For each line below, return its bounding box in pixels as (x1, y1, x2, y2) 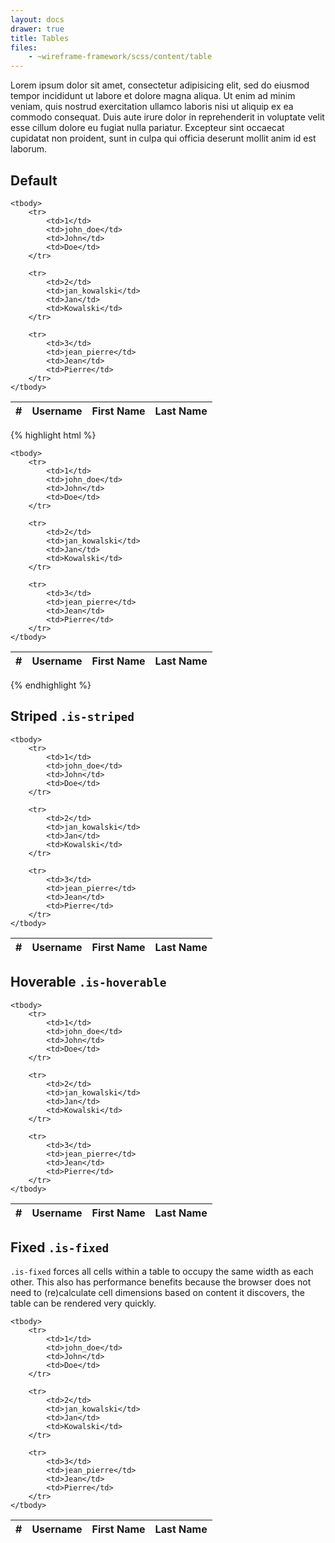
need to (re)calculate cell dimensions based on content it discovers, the (10, 1287, 305, 1299)
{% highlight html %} (10, 429, 97, 441)
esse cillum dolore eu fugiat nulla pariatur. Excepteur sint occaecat (10, 122, 285, 134)
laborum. (10, 143, 48, 155)
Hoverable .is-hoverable (10, 974, 167, 991)
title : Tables (10, 33, 70, 43)
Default (10, 172, 58, 189)
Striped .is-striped (10, 708, 135, 725)
